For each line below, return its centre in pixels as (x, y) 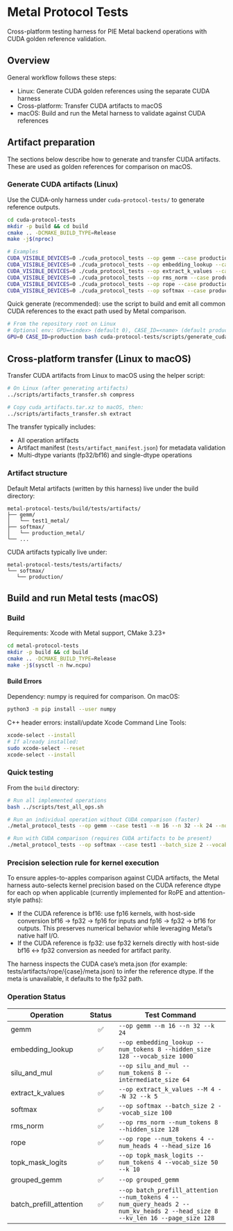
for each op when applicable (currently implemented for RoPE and (102, 893)
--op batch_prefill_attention (168, 1190)
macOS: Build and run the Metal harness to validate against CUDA (111, 113)
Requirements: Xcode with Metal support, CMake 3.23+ (87, 633)
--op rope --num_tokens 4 (161, 1139)
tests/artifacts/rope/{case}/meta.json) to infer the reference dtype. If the (111, 971)
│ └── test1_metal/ (38, 521)
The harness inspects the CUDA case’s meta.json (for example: (97, 964)
